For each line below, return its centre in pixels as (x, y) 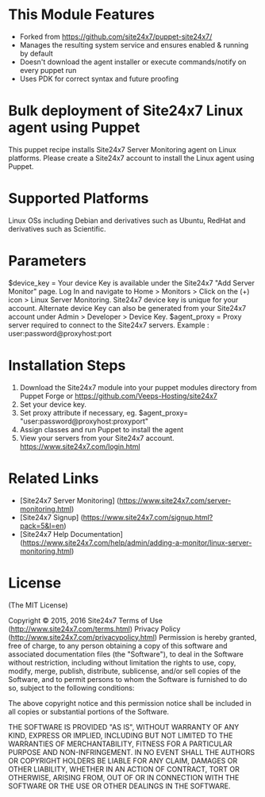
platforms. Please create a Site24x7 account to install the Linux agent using (131, 158)
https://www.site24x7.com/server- (175, 500)
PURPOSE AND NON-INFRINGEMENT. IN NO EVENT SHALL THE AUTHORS (132, 752)
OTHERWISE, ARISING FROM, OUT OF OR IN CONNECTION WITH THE (124, 777)
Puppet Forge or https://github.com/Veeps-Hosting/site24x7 (119, 396)
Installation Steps (67, 365)
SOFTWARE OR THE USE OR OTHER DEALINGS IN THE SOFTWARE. (119, 786)
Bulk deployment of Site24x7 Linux (126, 111)
